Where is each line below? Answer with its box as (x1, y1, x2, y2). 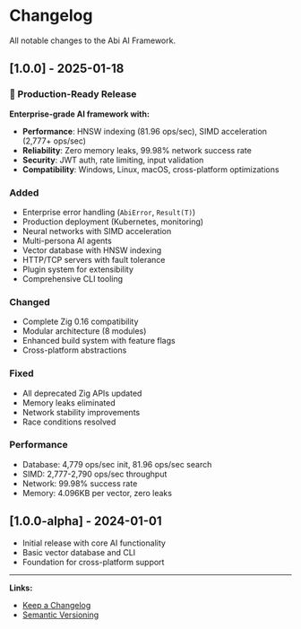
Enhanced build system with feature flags (21, 336, 176, 346)
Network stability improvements (21, 406, 141, 417)
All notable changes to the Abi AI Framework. (9, 35, 176, 46)
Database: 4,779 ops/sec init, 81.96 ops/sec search (21, 459, 212, 469)
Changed (9, 295, 51, 308)
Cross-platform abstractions (21, 345, 127, 355)
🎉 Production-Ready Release (9, 88, 137, 100)
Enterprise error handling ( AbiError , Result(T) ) (21, 206, 196, 217)
